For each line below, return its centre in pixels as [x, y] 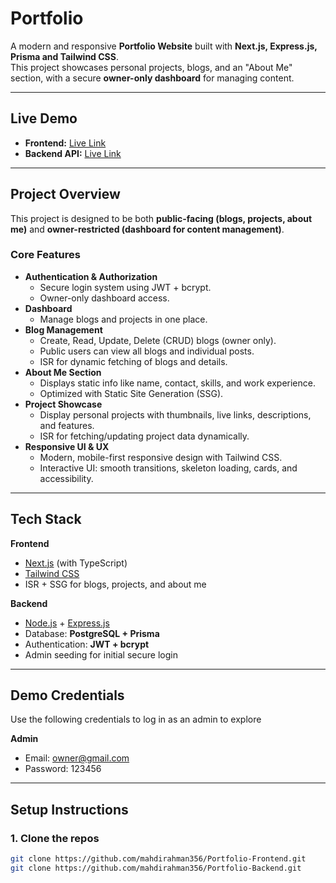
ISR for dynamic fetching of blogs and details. [133, 361]
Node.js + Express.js [67, 623]
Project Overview [65, 194]
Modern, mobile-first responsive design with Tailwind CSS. [161, 457]
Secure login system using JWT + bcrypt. [125, 287]
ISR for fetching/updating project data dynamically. [144, 436]
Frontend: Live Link [65, 143]
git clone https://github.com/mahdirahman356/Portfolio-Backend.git [156, 868]
